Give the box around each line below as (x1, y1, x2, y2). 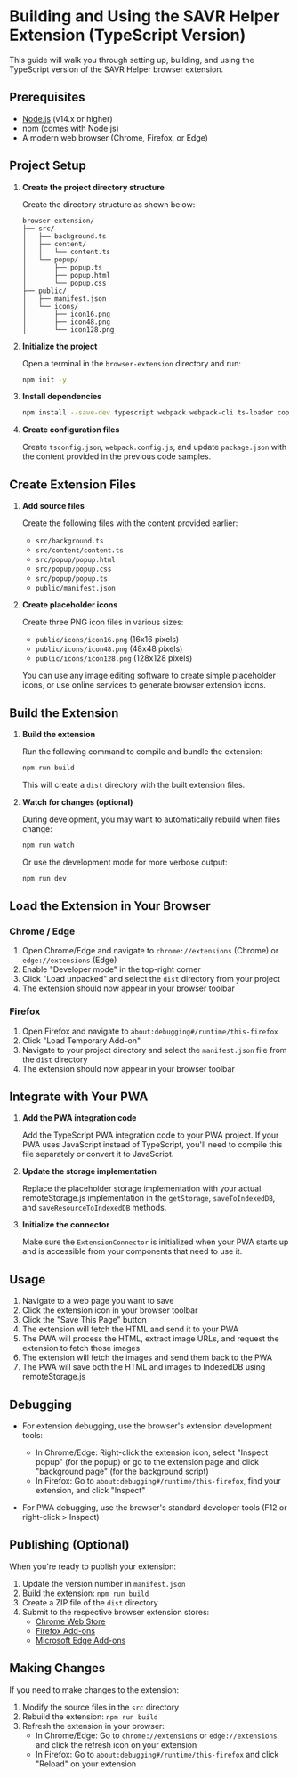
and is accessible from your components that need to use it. (21, 1246, 243, 1257)
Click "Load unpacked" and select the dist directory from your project (21, 974, 280, 985)
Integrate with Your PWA (9, 1089, 149, 1104)
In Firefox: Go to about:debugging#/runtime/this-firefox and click (35, 1749, 279, 1759)
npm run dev (21, 873, 67, 882)
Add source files (21, 501, 85, 511)
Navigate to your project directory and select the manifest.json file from (21, 1044, 287, 1055)
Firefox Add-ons (35, 1625, 96, 1636)
